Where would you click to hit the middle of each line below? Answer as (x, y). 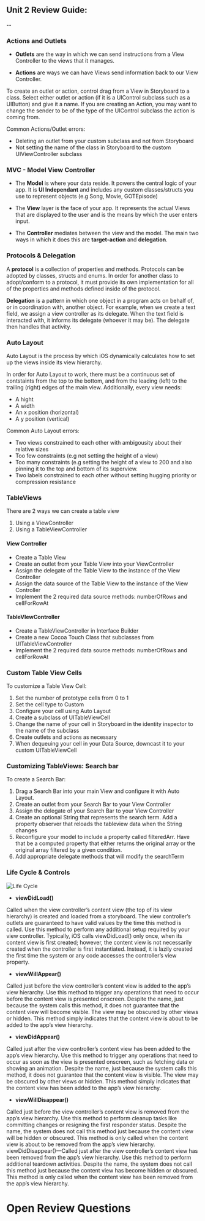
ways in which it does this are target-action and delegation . (91, 240)
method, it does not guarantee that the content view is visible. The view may (102, 1075)
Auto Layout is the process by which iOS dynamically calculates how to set (101, 356)
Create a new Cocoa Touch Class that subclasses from (84, 637)
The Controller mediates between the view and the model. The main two (107, 233)
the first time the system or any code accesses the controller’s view (91, 955)
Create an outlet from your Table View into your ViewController (95, 564)
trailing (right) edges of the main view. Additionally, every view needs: (94, 387)
